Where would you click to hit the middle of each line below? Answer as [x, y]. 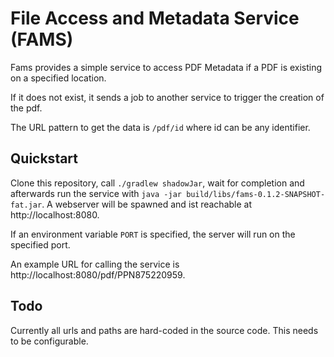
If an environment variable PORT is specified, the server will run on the [153, 234]
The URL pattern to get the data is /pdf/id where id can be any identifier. [160, 127]
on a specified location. [58, 78]
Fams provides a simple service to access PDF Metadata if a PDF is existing [166, 67]
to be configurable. [49, 341]
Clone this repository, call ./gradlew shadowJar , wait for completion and [157, 183]
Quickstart [44, 158]
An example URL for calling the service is [95, 264]
